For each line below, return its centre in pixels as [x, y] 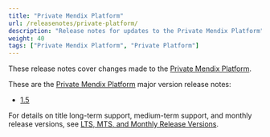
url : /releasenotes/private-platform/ [73, 23]
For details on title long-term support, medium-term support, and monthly [130, 116]
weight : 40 [27, 38]
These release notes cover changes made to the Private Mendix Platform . [130, 68]
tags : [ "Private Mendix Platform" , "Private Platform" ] [104, 46]
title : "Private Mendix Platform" [66, 16]
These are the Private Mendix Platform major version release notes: [120, 85]
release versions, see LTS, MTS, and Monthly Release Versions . [114, 124]
